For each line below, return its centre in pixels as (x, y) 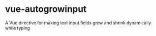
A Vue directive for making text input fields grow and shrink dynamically (78, 23)
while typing (18, 28)
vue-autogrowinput (46, 9)
